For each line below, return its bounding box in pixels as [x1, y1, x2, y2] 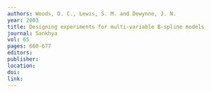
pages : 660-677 [7, 43, 52, 50]
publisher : [7, 56, 39, 63]
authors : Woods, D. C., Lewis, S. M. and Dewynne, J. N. [7, 10, 177, 17]
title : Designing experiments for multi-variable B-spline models [7, 23, 205, 30]
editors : [7, 50, 33, 57]
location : [7, 62, 36, 69]
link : [7, 75, 23, 83]
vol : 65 [7, 36, 30, 43]
